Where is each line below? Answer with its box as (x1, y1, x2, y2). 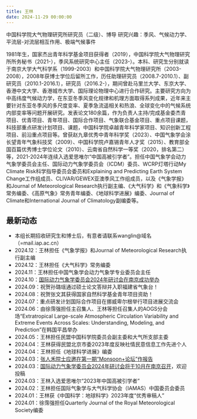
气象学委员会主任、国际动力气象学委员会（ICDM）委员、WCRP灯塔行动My (6, 160, 186, 167)
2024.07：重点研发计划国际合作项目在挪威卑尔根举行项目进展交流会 (14, 298, 179, 305)
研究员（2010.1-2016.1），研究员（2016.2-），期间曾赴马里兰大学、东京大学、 (6, 80, 190, 87)
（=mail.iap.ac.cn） (14, 239, 63, 246)
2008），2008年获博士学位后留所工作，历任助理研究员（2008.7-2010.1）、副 (6, 73, 189, 80)
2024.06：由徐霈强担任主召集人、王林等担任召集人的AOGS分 (14, 305, 163, 312)
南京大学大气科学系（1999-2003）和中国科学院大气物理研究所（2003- (11, 65, 182, 72)
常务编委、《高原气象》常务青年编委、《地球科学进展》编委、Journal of (6, 190, 175, 197)
